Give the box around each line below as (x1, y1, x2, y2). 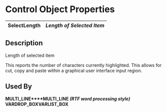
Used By (5, 82, 32, 91)
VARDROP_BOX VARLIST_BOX (5, 101, 69, 107)
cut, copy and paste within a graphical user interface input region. (5, 67, 142, 73)
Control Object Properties (5, 4, 115, 15)
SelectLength (8, 22, 41, 29)
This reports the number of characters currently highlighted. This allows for (5, 62, 162, 68)
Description (5, 39, 43, 48)
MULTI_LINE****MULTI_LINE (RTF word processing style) (5, 95, 130, 102)
